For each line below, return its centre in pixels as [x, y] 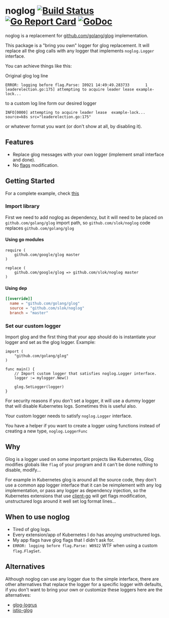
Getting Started [30, 181]
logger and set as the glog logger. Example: [50, 342]
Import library [22, 206]
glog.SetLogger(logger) [39, 387]
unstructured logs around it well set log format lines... [61, 501]
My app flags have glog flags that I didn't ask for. [63, 540]
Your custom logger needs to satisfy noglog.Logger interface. [69, 416]
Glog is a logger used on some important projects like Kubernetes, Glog [79, 459]
